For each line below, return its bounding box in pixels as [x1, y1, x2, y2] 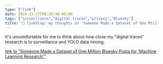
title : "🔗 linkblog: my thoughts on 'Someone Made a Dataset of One [5, 20, 147, 26]
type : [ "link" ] [5, 7, 36, 12]
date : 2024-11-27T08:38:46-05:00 [5, 12, 73, 16]
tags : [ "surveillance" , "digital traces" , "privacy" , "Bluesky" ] [5, 16, 133, 21]
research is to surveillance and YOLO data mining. [5, 39, 105, 45]
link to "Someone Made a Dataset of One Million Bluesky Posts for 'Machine [5, 48, 157, 54]
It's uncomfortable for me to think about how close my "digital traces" [5, 34, 145, 40]
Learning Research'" [5, 54, 46, 60]
